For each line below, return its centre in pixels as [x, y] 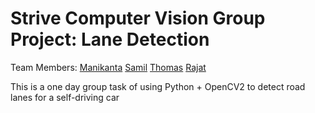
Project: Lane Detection [110, 39]
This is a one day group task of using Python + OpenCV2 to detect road [158, 86]
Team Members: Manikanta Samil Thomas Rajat [108, 67]
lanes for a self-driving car [65, 97]
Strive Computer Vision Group [138, 18]
